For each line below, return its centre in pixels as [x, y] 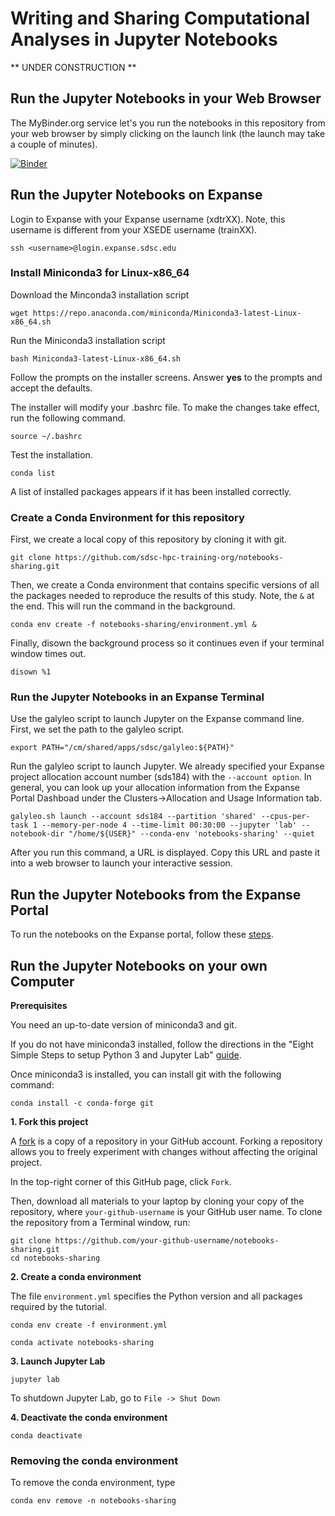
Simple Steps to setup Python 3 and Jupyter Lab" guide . [126, 1055]
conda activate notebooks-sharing [82, 1343]
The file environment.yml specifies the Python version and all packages [156, 1296]
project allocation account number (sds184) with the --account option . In [161, 777]
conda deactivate [46, 1436]
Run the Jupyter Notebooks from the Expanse [156, 894]
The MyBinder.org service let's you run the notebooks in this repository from [168, 123]
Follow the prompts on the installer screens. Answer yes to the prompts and [166, 377]
